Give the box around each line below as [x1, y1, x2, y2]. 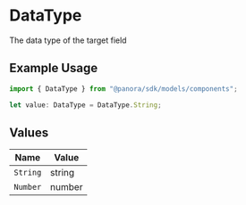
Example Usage [9, 61, 98, 76]
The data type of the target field [9, 35, 127, 45]
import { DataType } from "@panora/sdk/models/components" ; [9, 84, 239, 94]
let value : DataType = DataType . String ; [9, 100, 163, 110]
